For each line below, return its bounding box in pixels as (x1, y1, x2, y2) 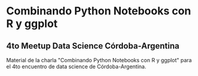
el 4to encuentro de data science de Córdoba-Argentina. (6, 63, 146, 70)
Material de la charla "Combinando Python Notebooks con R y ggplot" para (6, 57, 192, 63)
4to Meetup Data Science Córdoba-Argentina (6, 41, 180, 51)
